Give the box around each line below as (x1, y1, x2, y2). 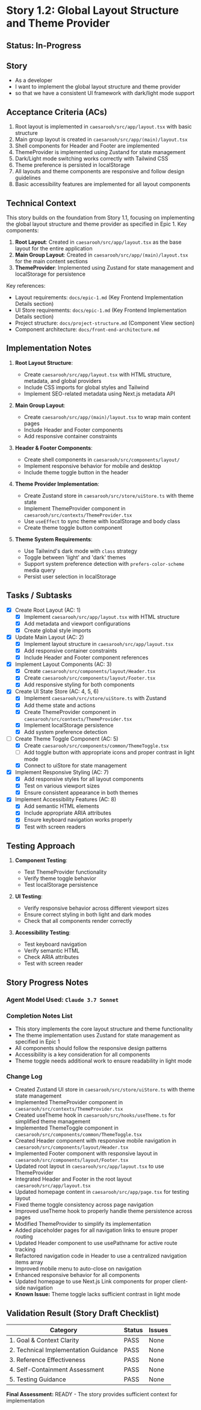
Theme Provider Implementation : (14, 480, 99, 488)
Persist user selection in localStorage (23, 573, 116, 580)
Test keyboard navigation (23, 940, 87, 948)
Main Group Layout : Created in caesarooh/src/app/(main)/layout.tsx (14, 251, 188, 259)
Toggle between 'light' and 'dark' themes (23, 553, 126, 561)
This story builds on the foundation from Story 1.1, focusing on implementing (6, 214, 195, 222)
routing (14, 1233, 33, 1240)
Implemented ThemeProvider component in (14, 1099, 123, 1106)
